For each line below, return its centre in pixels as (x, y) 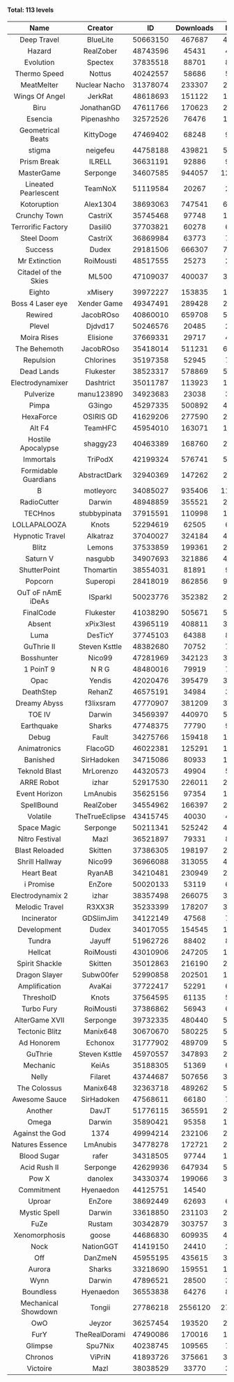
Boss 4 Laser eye (40, 304)
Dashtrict (100, 383)
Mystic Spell (39, 1213)
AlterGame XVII (39, 1020)
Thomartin (100, 570)
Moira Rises (39, 338)
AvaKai (100, 986)
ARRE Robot (39, 782)
